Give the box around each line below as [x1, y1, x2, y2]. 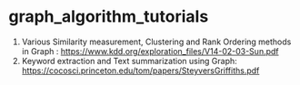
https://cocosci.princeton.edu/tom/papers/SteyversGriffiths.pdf [21, 65, 260, 76]
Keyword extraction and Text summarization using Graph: [21, 55, 237, 66]
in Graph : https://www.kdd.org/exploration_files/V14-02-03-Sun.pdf [21, 45, 279, 56]
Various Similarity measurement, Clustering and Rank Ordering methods [21, 36, 292, 47]
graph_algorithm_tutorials [8, 6, 209, 27]
